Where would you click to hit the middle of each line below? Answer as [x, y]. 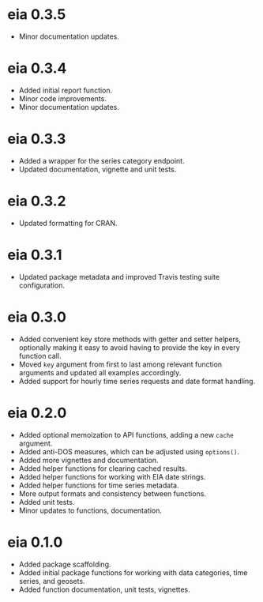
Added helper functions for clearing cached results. [103, 468]
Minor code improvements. [63, 98]
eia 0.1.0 [35, 542]
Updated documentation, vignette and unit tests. [98, 169]
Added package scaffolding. [65, 564]
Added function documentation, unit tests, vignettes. [104, 589]
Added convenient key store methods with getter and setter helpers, [130, 339]
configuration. [41, 285]
